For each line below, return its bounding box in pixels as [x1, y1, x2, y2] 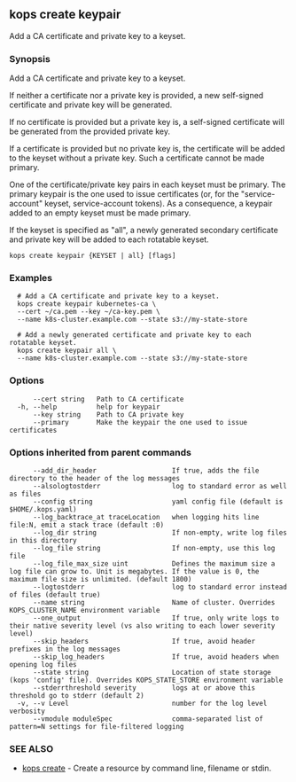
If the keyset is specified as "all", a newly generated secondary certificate [9, 225, 279, 236]
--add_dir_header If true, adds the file [32, 466, 260, 475]
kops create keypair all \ [17, 346, 117, 356]
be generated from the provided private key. [9, 126, 171, 137]
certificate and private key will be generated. [9, 99, 173, 110]
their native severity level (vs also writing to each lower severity [9, 622, 276, 630]
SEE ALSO [9, 742, 54, 755]
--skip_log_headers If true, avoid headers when [32, 653, 279, 661]
